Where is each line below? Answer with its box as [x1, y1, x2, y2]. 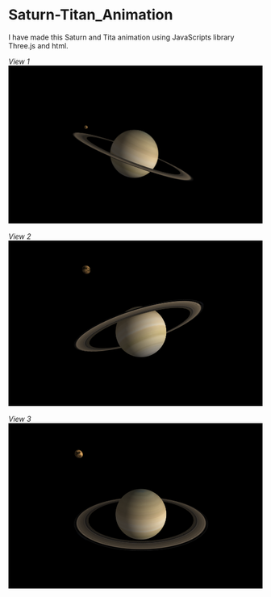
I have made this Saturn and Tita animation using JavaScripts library [8, 32, 235, 42]
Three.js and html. [8, 40, 69, 50]
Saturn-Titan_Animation [8, 6, 173, 24]
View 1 [8, 56, 30, 66]
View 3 [8, 414, 31, 424]
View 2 [8, 232, 31, 241]
